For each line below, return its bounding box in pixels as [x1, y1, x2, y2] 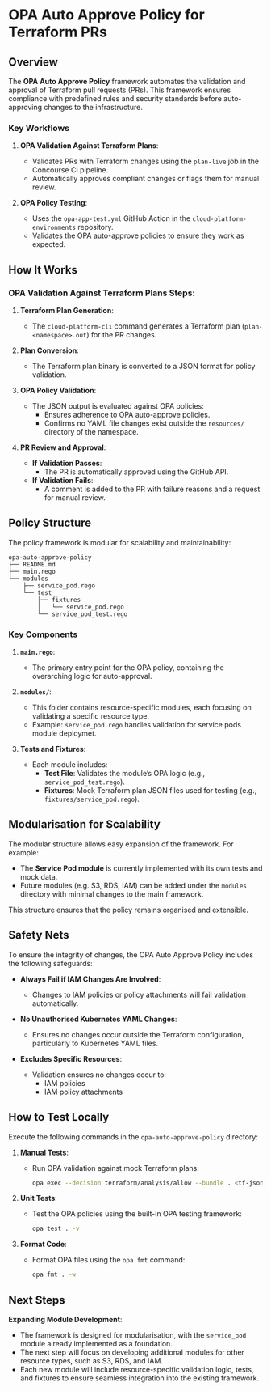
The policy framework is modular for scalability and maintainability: [8, 537, 231, 547]
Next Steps [8, 1293, 65, 1307]
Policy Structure [8, 516, 92, 530]
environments [31, 224, 77, 232]
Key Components [8, 629, 78, 640]
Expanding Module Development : [8, 1314, 123, 1324]
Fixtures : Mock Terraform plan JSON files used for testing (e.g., [44, 786, 257, 795]
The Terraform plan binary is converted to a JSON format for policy [31, 361, 256, 371]
